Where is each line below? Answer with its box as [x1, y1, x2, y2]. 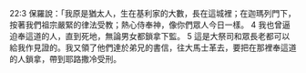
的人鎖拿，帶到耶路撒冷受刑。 [9, 54, 121, 64]
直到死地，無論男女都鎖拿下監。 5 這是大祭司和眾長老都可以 [65, 31, 291, 41]
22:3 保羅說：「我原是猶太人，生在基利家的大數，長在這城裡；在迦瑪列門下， [9, 8, 296, 18]
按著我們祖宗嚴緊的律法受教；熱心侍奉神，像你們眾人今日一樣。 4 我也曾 [9, 19, 282, 30]
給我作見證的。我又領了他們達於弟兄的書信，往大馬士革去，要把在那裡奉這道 [9, 42, 297, 53]
